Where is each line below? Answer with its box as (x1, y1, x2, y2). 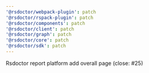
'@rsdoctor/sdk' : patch (5, 43, 67, 49)
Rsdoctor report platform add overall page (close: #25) (5, 59, 144, 67)
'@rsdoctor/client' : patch (5, 26, 74, 32)
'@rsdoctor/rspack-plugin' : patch (5, 15, 94, 21)
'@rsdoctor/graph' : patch (5, 32, 71, 38)
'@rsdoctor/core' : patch (5, 37, 69, 43)
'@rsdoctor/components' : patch (5, 20, 85, 26)
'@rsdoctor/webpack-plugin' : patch (5, 9, 96, 15)
